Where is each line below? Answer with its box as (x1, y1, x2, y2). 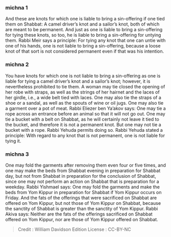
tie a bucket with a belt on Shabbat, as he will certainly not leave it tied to (5, 116, 160, 122)
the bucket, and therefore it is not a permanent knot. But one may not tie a (5, 122, 161, 128)
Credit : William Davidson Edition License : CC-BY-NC (17, 226, 132, 232)
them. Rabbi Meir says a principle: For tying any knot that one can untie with (5, 37, 166, 43)
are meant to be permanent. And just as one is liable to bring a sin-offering (5, 27, 163, 33)
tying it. (5, 137, 22, 144)
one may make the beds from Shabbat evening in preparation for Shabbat (5, 168, 161, 174)
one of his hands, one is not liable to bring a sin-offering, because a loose (5, 43, 161, 49)
